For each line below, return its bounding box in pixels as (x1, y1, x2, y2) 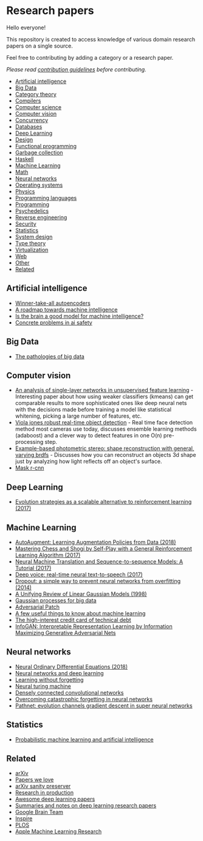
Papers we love (15, 776, 54, 784)
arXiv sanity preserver (15, 782, 71, 790)
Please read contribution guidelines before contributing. (6, 65, 147, 73)
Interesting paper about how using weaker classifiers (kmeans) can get (15, 393, 193, 400)
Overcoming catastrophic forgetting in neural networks (15, 695, 153, 703)
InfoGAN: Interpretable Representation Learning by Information (15, 623, 173, 630)
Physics (15, 187, 35, 195)
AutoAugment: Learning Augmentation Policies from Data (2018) (15, 539, 176, 546)
